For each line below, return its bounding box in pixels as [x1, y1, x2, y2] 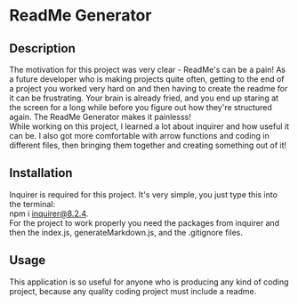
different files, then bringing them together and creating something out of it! [9, 140, 287, 150]
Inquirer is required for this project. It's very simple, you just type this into [9, 189, 278, 200]
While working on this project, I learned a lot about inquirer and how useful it [9, 121, 289, 132]
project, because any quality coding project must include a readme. [9, 285, 257, 296]
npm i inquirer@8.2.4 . [9, 208, 89, 219]
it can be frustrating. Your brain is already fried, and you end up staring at [9, 92, 278, 103]
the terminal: [9, 198, 56, 209]
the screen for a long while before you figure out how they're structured [9, 102, 273, 112]
